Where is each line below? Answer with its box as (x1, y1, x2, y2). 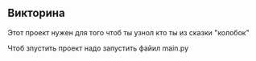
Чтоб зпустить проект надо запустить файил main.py (7, 43, 189, 53)
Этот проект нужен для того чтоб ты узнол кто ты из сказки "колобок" (7, 27, 250, 37)
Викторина (7, 6, 65, 20)
